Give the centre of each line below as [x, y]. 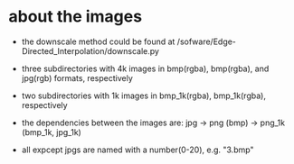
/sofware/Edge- [207, 41]
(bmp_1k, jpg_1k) [52, 132]
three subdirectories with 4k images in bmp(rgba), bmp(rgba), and [145, 68]
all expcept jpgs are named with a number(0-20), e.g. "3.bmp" [138, 150]
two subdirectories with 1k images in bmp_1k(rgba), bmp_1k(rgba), [143, 96]
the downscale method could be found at [98, 41]
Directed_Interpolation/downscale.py [90, 50]
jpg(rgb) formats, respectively [77, 77]
